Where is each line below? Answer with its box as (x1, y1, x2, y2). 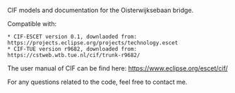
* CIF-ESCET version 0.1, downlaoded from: (7, 33, 138, 40)
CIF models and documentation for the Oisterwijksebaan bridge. (7, 6, 194, 14)
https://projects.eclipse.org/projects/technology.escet (7, 39, 179, 46)
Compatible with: (7, 20, 57, 27)
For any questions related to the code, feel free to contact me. (7, 77, 188, 86)
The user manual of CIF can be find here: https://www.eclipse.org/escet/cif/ (7, 64, 228, 73)
